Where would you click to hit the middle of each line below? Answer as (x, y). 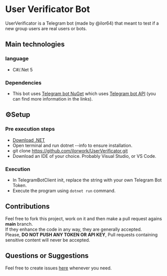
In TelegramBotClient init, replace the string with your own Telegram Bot (87, 180)
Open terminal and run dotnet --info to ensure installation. (72, 145)
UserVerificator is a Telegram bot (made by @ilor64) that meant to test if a (82, 23)
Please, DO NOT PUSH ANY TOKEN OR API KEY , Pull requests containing (81, 234)
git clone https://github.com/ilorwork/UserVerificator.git (70, 151)
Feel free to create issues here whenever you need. (59, 268)
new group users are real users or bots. (46, 28)
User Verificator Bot (48, 9)
